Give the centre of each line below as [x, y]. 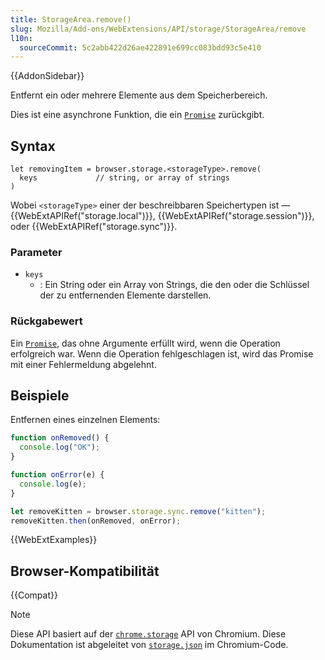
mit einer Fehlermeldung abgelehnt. [83, 364]
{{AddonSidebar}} [47, 76]
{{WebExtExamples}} [54, 540]
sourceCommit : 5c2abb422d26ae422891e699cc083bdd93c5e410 [140, 47]
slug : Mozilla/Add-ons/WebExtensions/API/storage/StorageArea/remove [158, 29]
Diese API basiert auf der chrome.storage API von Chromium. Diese [148, 634]
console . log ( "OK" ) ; [60, 447]
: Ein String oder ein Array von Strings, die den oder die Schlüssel [174, 285]
